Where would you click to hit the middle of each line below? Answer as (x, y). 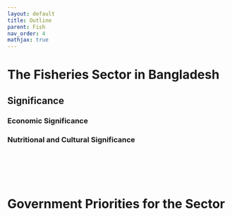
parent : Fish (26, 27)
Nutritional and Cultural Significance (71, 139)
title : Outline (30, 20)
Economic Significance (48, 120)
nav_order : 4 (26, 33)
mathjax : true (28, 40)
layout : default (31, 14)
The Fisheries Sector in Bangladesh (114, 75)
